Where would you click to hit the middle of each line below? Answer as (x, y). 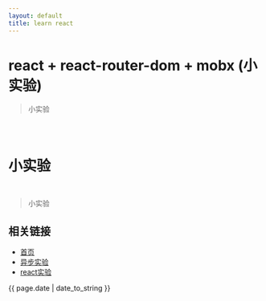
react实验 (36, 272)
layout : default (35, 16)
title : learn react (41, 23)
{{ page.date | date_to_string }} (59, 288)
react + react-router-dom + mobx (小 (133, 65)
